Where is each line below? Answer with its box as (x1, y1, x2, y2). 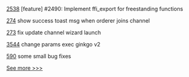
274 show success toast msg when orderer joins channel (6, 17, 150, 24)
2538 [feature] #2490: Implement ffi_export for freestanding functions (6, 5, 183, 12)
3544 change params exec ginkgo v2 (6, 41, 101, 48)
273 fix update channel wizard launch (6, 29, 102, 36)
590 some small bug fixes (6, 53, 72, 60)
